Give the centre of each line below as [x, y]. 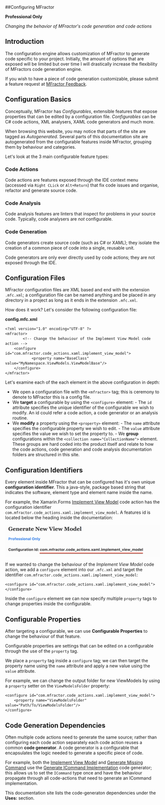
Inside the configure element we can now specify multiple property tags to [81, 599]
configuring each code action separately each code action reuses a [74, 743]
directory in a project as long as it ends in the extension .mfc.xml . [71, 300]
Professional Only [24, 16]
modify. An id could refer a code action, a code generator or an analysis [85, 413]
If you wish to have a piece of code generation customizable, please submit [82, 79]
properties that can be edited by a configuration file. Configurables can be [81, 116]
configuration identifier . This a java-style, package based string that [75, 487]
